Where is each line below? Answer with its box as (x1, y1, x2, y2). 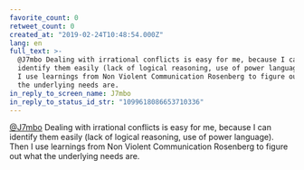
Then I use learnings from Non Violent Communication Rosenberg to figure (9, 141, 289, 152)
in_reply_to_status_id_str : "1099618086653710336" (9, 97, 204, 107)
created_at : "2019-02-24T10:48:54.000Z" (9, 30, 165, 39)
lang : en (9, 38, 43, 48)
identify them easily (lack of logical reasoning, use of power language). (9, 132, 274, 143)
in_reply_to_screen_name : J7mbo (9, 89, 131, 98)
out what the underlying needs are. (9, 151, 140, 162)
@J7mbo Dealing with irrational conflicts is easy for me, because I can (9, 122, 271, 133)
